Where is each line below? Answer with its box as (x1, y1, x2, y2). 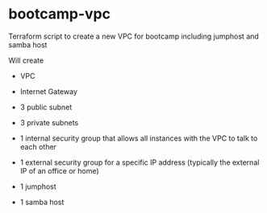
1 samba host (19, 197, 65, 207)
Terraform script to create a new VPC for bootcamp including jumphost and (8, 31, 260, 41)
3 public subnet (19, 102, 73, 112)
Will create (8, 55, 44, 65)
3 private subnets (19, 117, 79, 127)
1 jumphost (19, 182, 56, 191)
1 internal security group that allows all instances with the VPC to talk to (19, 133, 258, 143)
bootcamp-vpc (8, 5, 111, 23)
